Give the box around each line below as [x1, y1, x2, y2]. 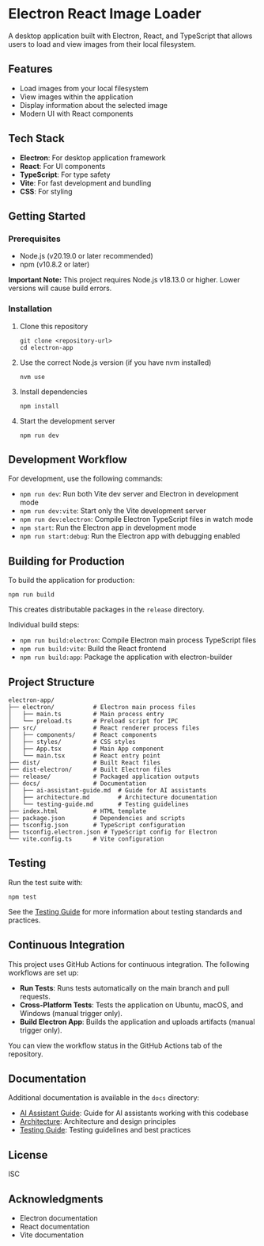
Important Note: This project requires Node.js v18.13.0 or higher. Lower [8, 275, 240, 285]
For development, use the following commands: [8, 473, 164, 484]
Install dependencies [19, 386, 89, 397]
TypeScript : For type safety [19, 170, 111, 179]
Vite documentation [19, 1230, 85, 1240]
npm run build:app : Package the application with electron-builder [19, 652, 233, 662]
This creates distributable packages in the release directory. [8, 604, 205, 615]
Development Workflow [8, 453, 128, 466]
